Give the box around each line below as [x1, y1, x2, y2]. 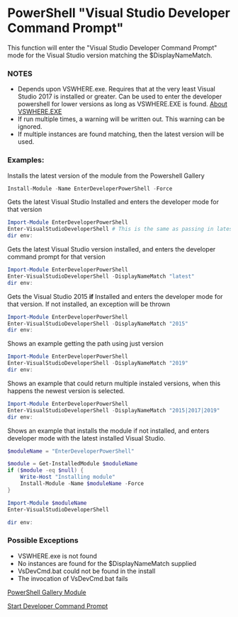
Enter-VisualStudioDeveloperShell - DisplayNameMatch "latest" [7, 273, 195, 280]
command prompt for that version [7, 253, 106, 261]
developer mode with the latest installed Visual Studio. [7, 434, 166, 442]
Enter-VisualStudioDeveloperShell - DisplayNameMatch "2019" [7, 360, 189, 367]
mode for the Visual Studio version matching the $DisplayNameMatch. [7, 51, 212, 60]
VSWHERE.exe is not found [17, 551, 97, 560]
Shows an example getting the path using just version [7, 339, 164, 348]
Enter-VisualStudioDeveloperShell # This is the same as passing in [7, 225, 214, 233]
